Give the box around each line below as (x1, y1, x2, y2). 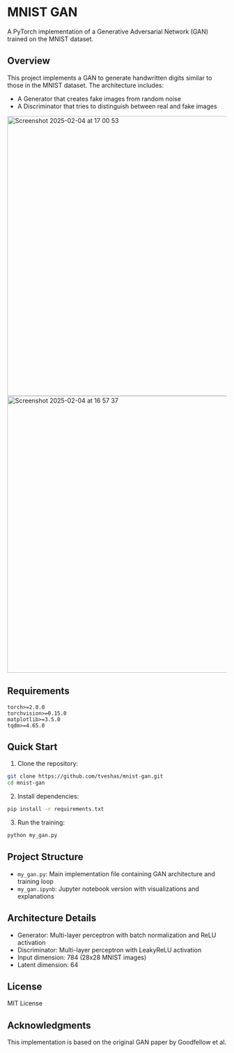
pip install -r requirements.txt (7, 806, 104, 813)
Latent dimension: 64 (17, 960, 79, 968)
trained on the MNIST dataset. (7, 34, 94, 43)
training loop (17, 877, 54, 885)
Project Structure (7, 851, 84, 863)
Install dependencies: (17, 792, 79, 801)
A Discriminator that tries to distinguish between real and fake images (17, 102, 217, 110)
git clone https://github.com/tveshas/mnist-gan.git (7, 773, 164, 780)
